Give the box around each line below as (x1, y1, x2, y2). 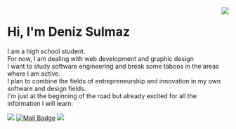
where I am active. (7, 69, 61, 78)
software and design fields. (7, 84, 86, 93)
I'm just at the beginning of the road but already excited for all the (7, 91, 197, 100)
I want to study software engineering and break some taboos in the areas (7, 62, 219, 70)
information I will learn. (7, 99, 74, 107)
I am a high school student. (7, 47, 86, 55)
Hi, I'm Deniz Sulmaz (7, 24, 130, 40)
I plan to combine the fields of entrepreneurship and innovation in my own (7, 76, 221, 85)
